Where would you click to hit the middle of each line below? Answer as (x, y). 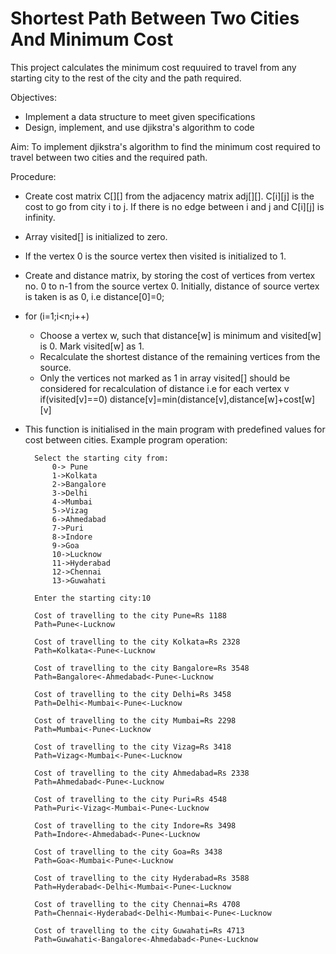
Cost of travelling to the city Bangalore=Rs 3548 (142, 668)
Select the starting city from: (101, 458)
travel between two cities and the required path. (109, 157)
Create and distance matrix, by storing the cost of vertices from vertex (170, 275)
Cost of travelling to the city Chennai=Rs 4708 (137, 904)
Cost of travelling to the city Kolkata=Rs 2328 (137, 642)
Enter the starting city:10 (93, 598)
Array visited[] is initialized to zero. (96, 236)
